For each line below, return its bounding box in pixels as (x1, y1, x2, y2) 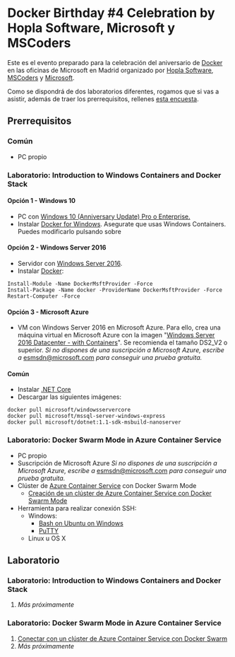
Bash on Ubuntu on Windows (38, 518, 123, 528)
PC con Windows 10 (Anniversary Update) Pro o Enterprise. (17, 212, 191, 221)
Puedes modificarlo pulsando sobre (17, 227, 121, 236)
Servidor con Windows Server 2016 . (17, 259, 123, 267)
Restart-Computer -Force (7, 292, 80, 300)
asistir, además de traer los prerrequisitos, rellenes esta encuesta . (7, 94, 199, 103)
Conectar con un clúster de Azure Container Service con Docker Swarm (17, 634, 228, 643)
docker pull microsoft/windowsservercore (7, 407, 131, 414)
